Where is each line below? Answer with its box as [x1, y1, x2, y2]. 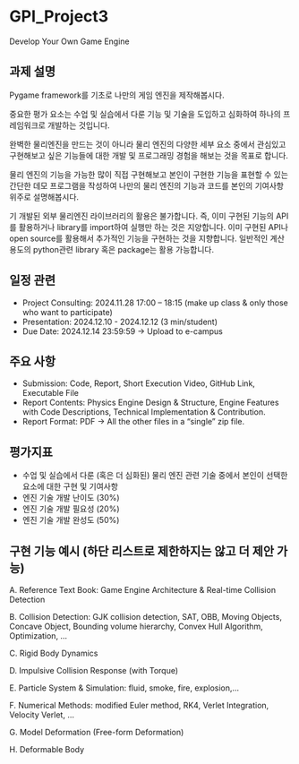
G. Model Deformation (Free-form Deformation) [9, 727, 184, 737]
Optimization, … [9, 631, 68, 641]
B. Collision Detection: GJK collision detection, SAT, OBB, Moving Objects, [9, 612, 282, 622]
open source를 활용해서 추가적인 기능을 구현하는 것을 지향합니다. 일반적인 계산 [9, 233, 285, 244]
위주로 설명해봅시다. [9, 191, 79, 202]
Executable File [21, 388, 79, 399]
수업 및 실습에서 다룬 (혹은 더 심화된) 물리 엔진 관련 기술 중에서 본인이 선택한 [21, 470, 288, 481]
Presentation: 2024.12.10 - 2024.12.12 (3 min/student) [21, 316, 218, 327]
